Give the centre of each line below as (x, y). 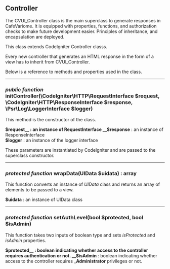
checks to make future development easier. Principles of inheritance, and (81, 31)
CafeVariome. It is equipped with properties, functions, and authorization (81, 26)
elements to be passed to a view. (39, 190)
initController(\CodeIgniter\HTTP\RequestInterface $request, (82, 96)
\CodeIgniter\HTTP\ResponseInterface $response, (69, 102)
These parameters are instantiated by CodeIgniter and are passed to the (80, 150)
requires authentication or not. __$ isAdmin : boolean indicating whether (81, 255)
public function (25, 89)
